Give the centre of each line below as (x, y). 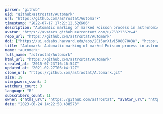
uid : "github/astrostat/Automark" (40, 14)
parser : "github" (23, 9)
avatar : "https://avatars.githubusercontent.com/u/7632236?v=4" (71, 32)
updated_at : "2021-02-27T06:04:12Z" (42, 68)
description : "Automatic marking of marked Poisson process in (70, 28)
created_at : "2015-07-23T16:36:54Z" (42, 64)
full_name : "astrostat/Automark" (39, 55)
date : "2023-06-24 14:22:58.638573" (42, 104)
